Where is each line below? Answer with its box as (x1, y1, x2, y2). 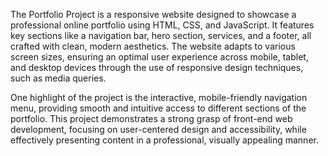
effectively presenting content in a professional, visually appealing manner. (10, 134, 319, 146)
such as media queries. (10, 72, 107, 84)
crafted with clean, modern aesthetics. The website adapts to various (10, 40, 296, 52)
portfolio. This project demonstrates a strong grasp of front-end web (10, 113, 293, 124)
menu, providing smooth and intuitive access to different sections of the (10, 102, 307, 114)
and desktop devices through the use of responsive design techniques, (10, 62, 304, 73)
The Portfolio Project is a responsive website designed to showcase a (10, 9, 297, 20)
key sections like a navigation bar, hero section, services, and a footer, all (10, 30, 312, 41)
